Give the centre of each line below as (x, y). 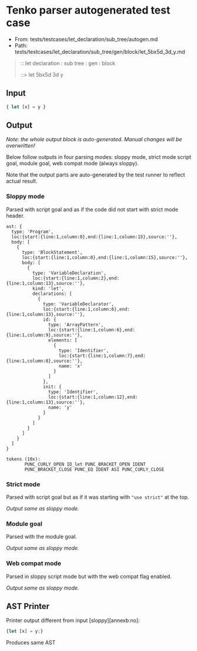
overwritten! (21, 146)
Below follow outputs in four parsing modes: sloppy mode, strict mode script (99, 157)
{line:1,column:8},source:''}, (44, 361)
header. (15, 216)
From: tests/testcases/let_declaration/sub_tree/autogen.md (86, 39)
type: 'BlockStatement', (52, 252)
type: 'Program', (33, 232)
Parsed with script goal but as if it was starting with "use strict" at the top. (98, 497)
